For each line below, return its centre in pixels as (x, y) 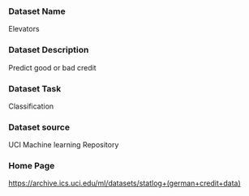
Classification (31, 106)
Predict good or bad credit (52, 67)
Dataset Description (49, 50)
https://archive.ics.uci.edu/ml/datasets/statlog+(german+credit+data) (124, 183)
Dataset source (39, 127)
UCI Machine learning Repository (64, 145)
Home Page (32, 166)
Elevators (24, 29)
